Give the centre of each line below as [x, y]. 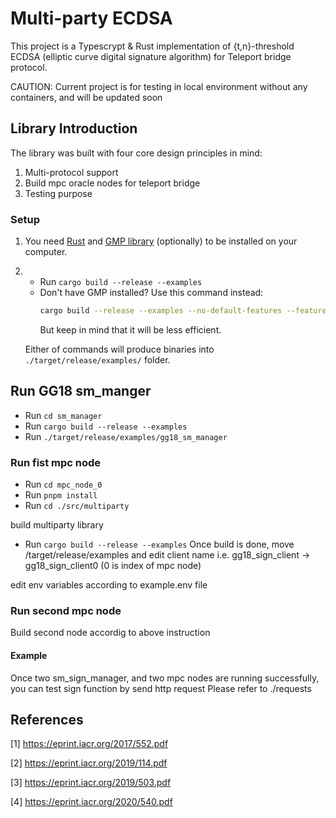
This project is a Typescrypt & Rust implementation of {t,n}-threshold [152, 46]
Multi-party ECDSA [91, 18]
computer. [46, 252]
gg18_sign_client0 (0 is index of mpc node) [113, 566]
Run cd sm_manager [63, 415]
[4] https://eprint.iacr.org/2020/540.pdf [91, 802]
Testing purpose [58, 193]
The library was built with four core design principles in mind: [136, 153]
